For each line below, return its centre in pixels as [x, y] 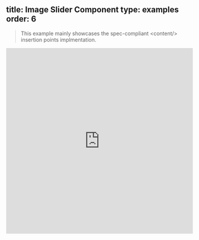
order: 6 [21, 19]
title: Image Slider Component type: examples [93, 10]
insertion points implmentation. [58, 40]
